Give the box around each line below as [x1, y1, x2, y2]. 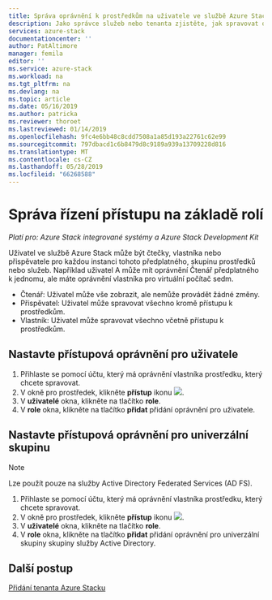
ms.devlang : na [8, 87, 60, 96]
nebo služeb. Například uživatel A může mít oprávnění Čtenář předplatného [8, 265, 259, 274]
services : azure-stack [8, 27, 85, 35]
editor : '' [8, 58, 45, 66]
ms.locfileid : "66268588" [8, 171, 96, 179]
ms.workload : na [8, 72, 63, 80]
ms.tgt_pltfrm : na [8, 80, 70, 88]
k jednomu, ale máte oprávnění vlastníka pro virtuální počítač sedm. [8, 274, 234, 283]
